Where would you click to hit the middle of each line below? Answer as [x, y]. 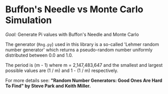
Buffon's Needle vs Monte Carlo [74, 9]
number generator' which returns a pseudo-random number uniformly [79, 50]
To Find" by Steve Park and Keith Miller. [48, 86]
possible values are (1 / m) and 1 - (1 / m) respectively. [62, 70]
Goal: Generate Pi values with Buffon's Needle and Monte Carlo [72, 34]
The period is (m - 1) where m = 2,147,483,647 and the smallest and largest [84, 65]
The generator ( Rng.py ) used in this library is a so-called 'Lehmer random [82, 44]
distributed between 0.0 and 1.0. [39, 55]
